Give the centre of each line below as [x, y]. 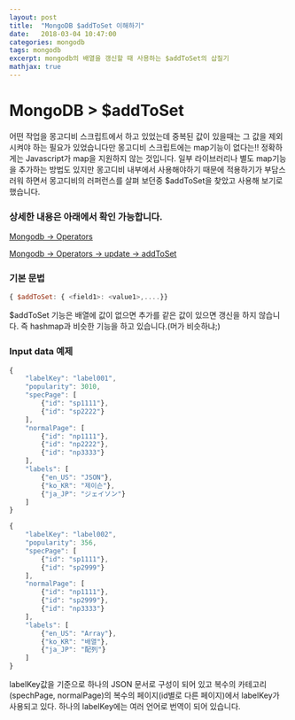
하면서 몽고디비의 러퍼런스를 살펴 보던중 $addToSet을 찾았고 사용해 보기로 [154, 180]
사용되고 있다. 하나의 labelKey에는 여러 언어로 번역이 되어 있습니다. [125, 707]
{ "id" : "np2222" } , [75, 445]
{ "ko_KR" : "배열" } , [75, 642]
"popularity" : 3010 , [63, 387]
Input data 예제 [41, 352]
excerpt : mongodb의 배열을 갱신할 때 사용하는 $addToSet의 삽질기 [119, 58]
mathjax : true [35, 67]
